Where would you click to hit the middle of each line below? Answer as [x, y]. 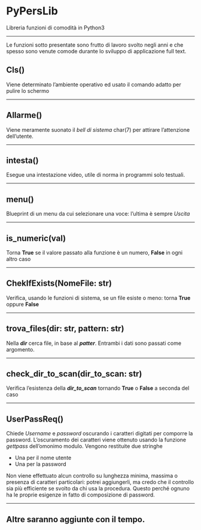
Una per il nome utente [43, 458]
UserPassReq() [35, 419]
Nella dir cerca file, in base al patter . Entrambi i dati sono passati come [94, 343]
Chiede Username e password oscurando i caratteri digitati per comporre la [100, 434]
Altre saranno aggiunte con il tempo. [76, 519]
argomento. [20, 349]
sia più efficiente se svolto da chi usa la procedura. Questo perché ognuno [98, 489]
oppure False [23, 304]
